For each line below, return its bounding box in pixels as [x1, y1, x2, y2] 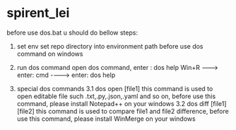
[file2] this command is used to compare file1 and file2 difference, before [16, 107, 229, 115]
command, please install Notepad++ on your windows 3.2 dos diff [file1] [16, 99, 227, 107]
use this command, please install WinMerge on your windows [16, 114, 196, 123]
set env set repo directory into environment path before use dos [16, 42, 203, 50]
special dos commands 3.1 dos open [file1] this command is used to [16, 84, 213, 93]
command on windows [16, 49, 83, 58]
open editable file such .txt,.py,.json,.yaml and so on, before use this [16, 92, 216, 100]
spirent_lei [6, 5, 70, 21]
